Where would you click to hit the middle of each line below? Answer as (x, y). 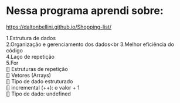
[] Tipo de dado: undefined (39, 94)
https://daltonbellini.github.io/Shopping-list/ (59, 27)
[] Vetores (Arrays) (29, 75)
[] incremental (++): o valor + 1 (43, 87)
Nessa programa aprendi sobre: (85, 11)
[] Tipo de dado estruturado (40, 81)
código (15, 50)
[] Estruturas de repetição (37, 69)
